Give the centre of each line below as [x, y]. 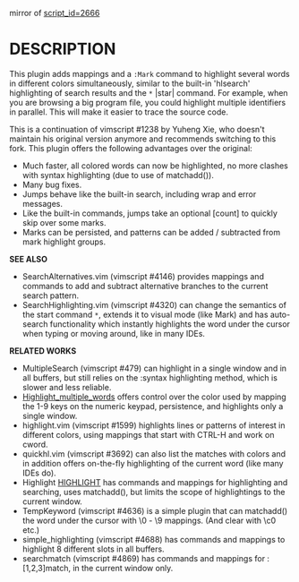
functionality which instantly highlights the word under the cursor [170, 324]
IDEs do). [39, 473]
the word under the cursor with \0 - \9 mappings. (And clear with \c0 [149, 520]
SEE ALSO [28, 259]
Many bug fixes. [52, 184]
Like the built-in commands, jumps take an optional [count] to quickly [149, 213]
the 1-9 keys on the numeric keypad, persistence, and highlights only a [153, 406]
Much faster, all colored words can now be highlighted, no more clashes [155, 166]
